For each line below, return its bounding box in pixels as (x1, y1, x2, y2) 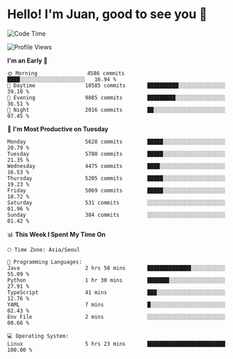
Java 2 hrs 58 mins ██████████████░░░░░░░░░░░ (7, 264, 226, 271)
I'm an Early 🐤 (7, 56, 48, 65)
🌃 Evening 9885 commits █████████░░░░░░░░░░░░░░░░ (7, 94, 226, 101)
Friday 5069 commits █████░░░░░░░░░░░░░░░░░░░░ (7, 187, 226, 194)
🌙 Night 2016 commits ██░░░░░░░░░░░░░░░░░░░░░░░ (7, 106, 226, 114)
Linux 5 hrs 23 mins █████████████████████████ (7, 340, 226, 347)
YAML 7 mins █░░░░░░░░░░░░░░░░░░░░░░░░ (7, 301, 226, 308)
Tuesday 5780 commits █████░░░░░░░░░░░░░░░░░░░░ (7, 150, 226, 158)
